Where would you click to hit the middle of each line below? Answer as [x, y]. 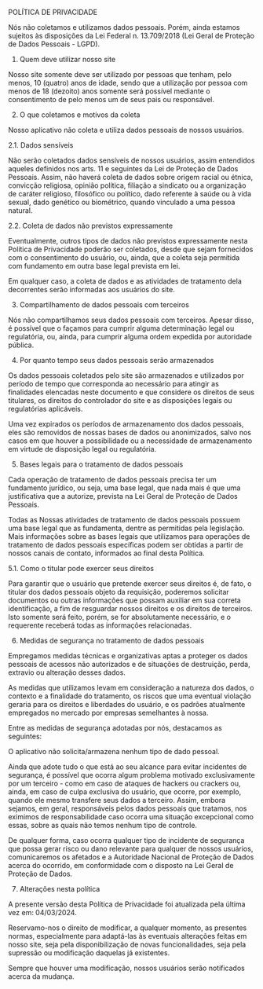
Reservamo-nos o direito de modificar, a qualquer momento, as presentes [128, 928]
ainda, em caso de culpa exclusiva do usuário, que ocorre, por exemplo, [125, 792]
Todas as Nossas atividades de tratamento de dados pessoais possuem [124, 520]
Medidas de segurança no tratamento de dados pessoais [112, 641]
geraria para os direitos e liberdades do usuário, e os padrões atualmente [127, 704]
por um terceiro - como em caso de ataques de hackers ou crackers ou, [124, 783]
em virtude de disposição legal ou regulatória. [82, 449]
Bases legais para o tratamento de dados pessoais [101, 464]
